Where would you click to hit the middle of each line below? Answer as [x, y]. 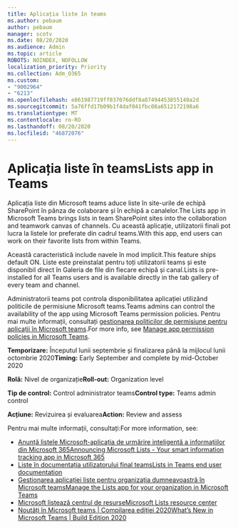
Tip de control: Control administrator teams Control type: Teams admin [112, 393]
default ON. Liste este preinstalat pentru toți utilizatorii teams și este [107, 262]
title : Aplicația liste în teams [57, 14]
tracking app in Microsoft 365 [61, 457]
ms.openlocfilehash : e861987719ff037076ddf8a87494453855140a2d [103, 100]
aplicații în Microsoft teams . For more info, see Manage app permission [111, 329]
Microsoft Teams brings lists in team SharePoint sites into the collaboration [117, 219]
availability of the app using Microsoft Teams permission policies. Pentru [114, 314]
